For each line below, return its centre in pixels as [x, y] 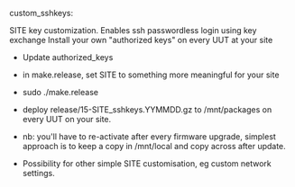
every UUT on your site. [67, 119]
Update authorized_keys [68, 57]
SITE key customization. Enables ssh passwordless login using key [133, 30]
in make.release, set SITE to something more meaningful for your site [151, 75]
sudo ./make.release [60, 92]
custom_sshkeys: [41, 13]
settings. [39, 173]
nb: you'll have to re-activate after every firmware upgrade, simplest [149, 137]
